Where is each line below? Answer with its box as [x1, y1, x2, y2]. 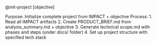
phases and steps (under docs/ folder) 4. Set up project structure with [5, 29, 148, 35]
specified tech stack [5, 34, 47, 40]
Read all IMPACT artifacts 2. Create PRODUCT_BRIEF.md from [5, 19, 131, 24]
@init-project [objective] [5, 4, 55, 10]
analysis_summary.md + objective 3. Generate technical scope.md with [5, 24, 150, 30]
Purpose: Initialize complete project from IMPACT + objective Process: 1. [5, 14, 153, 19]
